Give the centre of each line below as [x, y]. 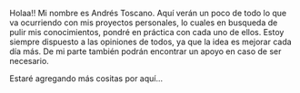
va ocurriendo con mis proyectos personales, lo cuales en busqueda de [144, 23]
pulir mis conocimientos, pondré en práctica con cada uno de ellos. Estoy [147, 32]
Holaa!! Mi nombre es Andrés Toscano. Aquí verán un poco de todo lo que [148, 13]
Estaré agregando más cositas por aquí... [86, 79]
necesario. [30, 61]
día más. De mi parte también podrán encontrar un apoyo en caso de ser [145, 51]
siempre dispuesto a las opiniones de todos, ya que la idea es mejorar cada [151, 42]
